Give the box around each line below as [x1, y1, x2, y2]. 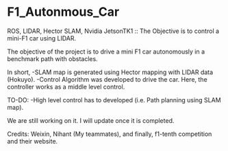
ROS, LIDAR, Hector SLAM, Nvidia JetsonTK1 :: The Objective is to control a [7, 27, 220, 35]
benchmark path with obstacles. [7, 54, 98, 62]
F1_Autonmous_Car [7, 4, 120, 20]
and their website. [7, 137, 58, 145]
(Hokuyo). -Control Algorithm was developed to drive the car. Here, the [7, 75, 207, 83]
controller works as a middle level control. [7, 82, 125, 91]
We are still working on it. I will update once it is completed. [7, 116, 175, 124]
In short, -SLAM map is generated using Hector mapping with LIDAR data [7, 68, 214, 76]
